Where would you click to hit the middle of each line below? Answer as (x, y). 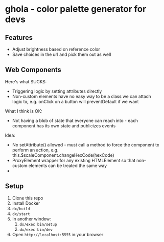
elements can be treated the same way (68, 166)
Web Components (33, 70)
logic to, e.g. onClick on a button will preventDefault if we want (75, 101)
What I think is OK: (24, 111)
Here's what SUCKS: (26, 81)
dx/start (21, 214)
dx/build (21, 209)
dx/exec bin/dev (36, 230)
